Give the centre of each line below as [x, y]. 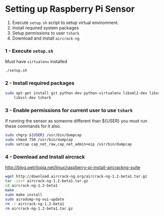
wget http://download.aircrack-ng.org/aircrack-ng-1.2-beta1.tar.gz [76, 177]
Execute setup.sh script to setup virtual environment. [65, 23]
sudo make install [24, 194]
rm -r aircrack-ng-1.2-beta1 [35, 204]
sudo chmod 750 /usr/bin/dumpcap [39, 140]
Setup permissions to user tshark [46, 33]
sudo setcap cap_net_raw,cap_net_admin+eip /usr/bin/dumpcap [69, 144]
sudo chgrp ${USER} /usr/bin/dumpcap [43, 135]
